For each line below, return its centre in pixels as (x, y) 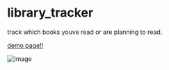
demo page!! (25, 45)
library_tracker (50, 13)
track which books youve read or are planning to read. (85, 32)
